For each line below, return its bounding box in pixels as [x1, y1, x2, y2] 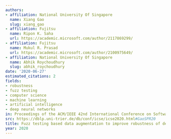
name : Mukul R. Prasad [10, 45, 58, 50]
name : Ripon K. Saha [10, 31, 53, 36]
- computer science [5, 93, 47, 98]
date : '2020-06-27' [5, 69, 47, 74]
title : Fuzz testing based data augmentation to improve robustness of [5, 121, 160, 126]
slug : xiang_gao [10, 21, 44, 27]
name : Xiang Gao [10, 17, 44, 22]
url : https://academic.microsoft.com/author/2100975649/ [10, 50, 133, 55]
